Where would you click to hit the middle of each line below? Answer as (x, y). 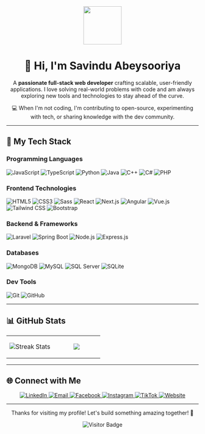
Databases (23, 253)
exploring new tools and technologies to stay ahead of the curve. (103, 96)
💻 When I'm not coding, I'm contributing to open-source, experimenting (103, 108)
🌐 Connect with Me (44, 381)
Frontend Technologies (41, 188)
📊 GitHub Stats (36, 321)
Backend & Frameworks (42, 223)
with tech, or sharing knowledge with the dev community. (103, 117)
